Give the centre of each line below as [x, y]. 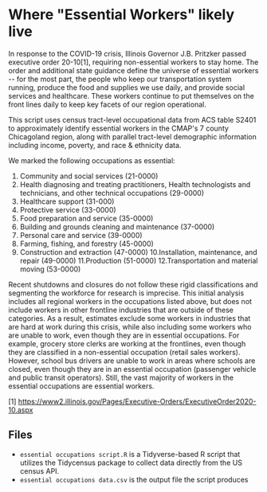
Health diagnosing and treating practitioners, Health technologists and [135, 184]
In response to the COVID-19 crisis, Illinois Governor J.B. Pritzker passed [128, 53]
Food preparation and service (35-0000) [86, 218]
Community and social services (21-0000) [89, 176]
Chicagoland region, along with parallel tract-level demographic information [132, 136]
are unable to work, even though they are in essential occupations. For [124, 335]
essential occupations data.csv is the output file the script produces [134, 479]
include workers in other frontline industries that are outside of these [121, 310]
